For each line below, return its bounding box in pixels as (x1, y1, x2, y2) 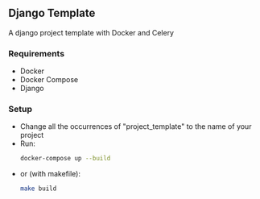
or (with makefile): (19, 169, 80, 179)
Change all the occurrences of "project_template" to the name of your (19, 122, 252, 131)
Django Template (8, 6, 96, 20)
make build (19, 184, 57, 193)
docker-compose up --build (19, 155, 111, 163)
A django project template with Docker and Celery (8, 27, 175, 37)
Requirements (8, 48, 65, 59)
